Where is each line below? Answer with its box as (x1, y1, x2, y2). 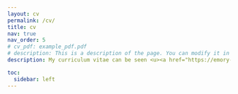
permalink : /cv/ (7, 17, 55, 24)
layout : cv (7, 10, 40, 18)
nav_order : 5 (7, 37, 46, 44)
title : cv (7, 23, 37, 30)
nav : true (7, 30, 37, 37)
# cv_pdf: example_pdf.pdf (7, 43, 87, 50)
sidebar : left (13, 76, 55, 83)
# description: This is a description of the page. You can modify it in (7, 50, 230, 57)
